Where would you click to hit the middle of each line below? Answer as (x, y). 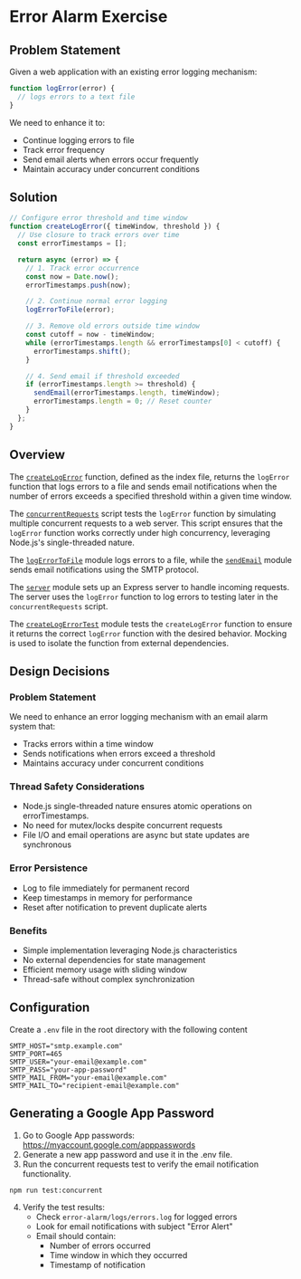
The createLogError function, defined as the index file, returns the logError (150, 476)
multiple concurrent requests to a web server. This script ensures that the (146, 523)
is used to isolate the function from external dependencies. (119, 643)
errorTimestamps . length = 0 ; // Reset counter (122, 401)
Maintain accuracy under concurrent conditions (111, 168)
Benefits (28, 931)
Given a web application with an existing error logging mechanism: (133, 72)
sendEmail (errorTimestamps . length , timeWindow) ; (127, 393)
